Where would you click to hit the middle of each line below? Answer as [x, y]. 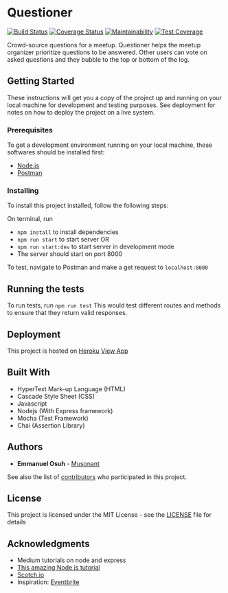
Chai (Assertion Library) [51, 425]
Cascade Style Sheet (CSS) [56, 396]
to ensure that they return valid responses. [67, 313]
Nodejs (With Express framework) [65, 410]
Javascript [32, 404]
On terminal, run [30, 219]
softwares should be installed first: [56, 152]
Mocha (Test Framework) [53, 418]
